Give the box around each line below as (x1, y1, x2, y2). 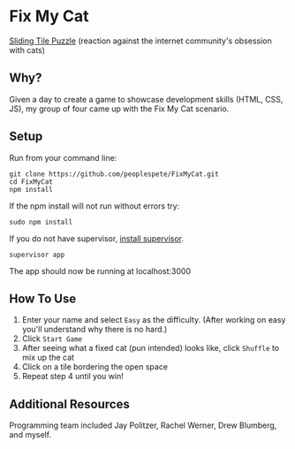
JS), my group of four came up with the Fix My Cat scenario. (9, 103, 230, 114)
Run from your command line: (9, 152, 117, 163)
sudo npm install (9, 217, 73, 226)
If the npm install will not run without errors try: (9, 201, 180, 211)
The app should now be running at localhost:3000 (9, 265, 192, 276)
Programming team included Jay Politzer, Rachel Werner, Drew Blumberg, (9, 420, 277, 430)
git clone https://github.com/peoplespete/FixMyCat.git (9, 170, 219, 179)
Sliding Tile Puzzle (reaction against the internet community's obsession (9, 35, 272, 46)
